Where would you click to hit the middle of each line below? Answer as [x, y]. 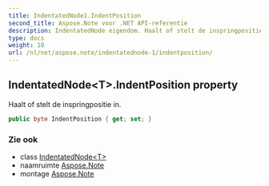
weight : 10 [26, 46]
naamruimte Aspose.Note [62, 165]
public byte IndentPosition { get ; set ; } [80, 119]
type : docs [26, 38]
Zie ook [23, 139]
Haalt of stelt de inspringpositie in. [65, 104]
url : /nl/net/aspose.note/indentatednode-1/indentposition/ [111, 53]
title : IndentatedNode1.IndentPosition [75, 16]
